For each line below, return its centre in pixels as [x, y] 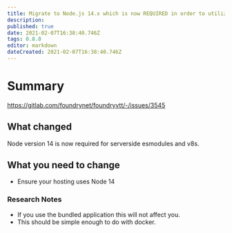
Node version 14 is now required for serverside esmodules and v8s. [103, 143]
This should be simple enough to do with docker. [87, 222]
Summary [36, 86]
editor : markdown [32, 45]
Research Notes [35, 199]
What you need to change [64, 165]
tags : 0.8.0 [24, 39]
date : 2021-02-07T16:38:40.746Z [54, 33]
